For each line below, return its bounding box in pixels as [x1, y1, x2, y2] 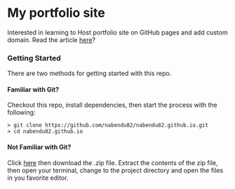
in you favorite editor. [7, 174, 69, 182]
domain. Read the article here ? [7, 35, 96, 44]
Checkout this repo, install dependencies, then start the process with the [7, 100, 217, 110]
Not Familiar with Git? [7, 143, 72, 152]
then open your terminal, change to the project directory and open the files [7, 166, 223, 174]
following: [7, 108, 36, 117]
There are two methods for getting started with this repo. [7, 69, 172, 78]
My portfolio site [7, 5, 105, 21]
